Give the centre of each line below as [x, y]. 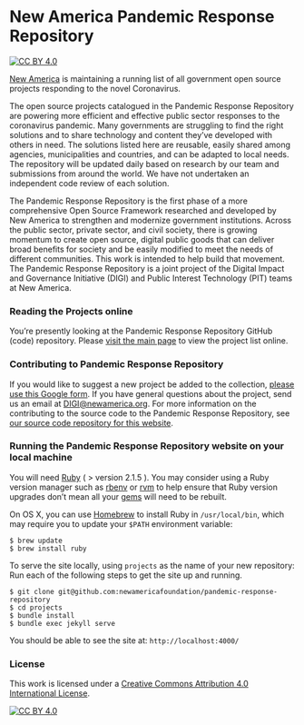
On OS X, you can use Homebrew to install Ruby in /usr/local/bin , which [147, 514]
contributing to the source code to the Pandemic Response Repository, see [150, 413]
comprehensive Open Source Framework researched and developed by [143, 210]
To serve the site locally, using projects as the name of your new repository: [152, 565]
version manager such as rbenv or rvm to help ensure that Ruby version [144, 487]
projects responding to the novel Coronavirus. [95, 88]
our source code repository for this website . [92, 422]
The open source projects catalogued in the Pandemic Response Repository [152, 105]
